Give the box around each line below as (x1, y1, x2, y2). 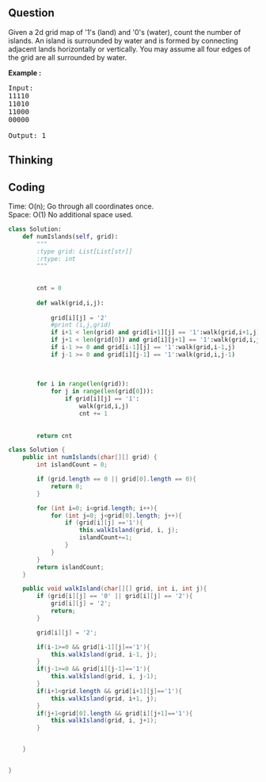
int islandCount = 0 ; (36, 461, 108, 469)
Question (8, 6, 55, 20)
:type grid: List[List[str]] (36, 247, 133, 255)
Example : (8, 67, 42, 78)
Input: (8, 83, 34, 92)
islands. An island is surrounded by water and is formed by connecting (8, 36, 239, 45)
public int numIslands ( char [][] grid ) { (22, 454, 158, 462)
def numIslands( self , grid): (22, 232, 119, 240)
